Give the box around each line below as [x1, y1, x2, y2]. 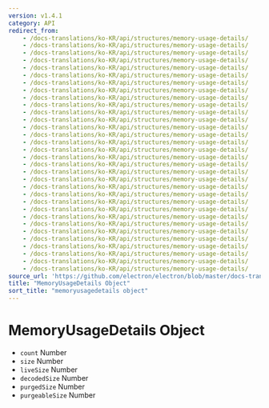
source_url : [8, 272, 48, 280]
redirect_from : [8, 26, 59, 34]
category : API [8, 19, 56, 27]
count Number [19, 347, 67, 357]
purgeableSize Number [19, 390, 96, 400]
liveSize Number [19, 365, 78, 374]
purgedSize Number [19, 382, 86, 391]
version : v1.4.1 [8, 11, 62, 20]
